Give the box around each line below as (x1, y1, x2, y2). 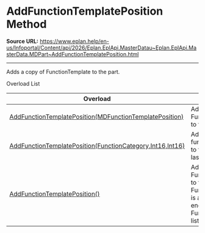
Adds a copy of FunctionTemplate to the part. (6, 68, 120, 75)
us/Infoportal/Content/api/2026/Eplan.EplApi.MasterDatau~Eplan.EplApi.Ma (6, 44, 197, 51)
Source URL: (6, 37, 38, 45)
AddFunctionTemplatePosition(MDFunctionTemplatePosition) (9, 112, 184, 120)
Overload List (6, 80, 40, 87)
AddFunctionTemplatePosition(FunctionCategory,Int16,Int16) (9, 141, 185, 150)
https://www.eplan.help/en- (39, 37, 110, 45)
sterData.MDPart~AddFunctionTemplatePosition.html (6, 50, 139, 57)
